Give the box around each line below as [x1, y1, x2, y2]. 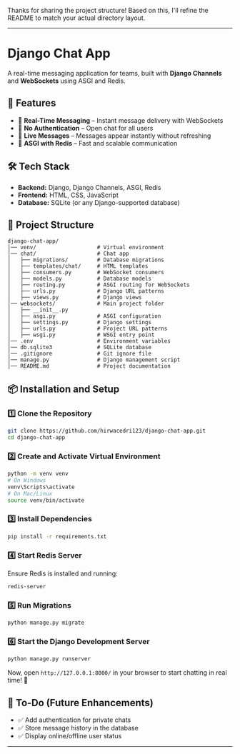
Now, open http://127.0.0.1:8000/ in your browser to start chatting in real [7, 668, 227, 677]
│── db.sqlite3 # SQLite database [7, 344, 152, 351]
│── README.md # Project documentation [7, 363, 171, 370]
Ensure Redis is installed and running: [7, 569, 118, 578]
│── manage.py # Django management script [7, 356, 181, 363]
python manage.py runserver [7, 655, 91, 663]
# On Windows [7, 476, 46, 484]
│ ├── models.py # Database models [7, 275, 152, 283]
